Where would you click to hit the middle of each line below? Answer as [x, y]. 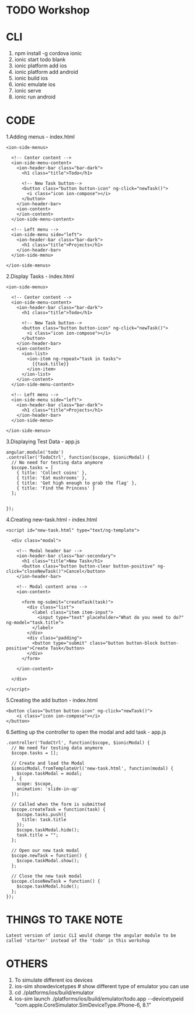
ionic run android [35, 97]
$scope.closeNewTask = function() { [56, 882]
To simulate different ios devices [54, 980]
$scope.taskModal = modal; [49, 774]
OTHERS [27, 964]
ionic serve [28, 91]
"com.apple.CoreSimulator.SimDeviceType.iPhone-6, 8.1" [83, 1005]
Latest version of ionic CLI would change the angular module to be [91, 935]
